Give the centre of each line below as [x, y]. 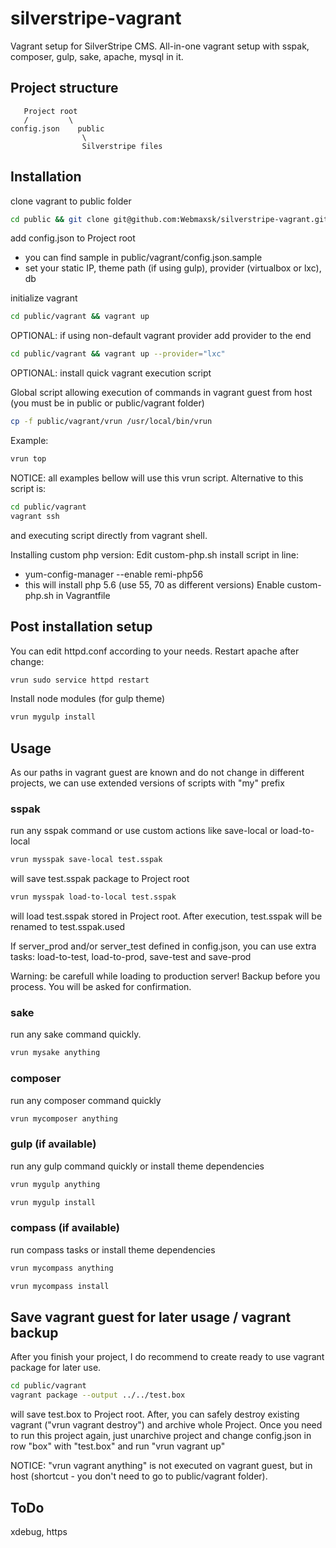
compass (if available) [65, 1228]
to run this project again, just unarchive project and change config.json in [161, 1436]
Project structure [64, 88]
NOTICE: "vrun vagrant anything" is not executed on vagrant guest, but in [161, 1466]
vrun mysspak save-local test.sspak [86, 860]
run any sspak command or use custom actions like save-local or [144, 831]
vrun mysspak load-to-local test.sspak [93, 897]
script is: [28, 488]
